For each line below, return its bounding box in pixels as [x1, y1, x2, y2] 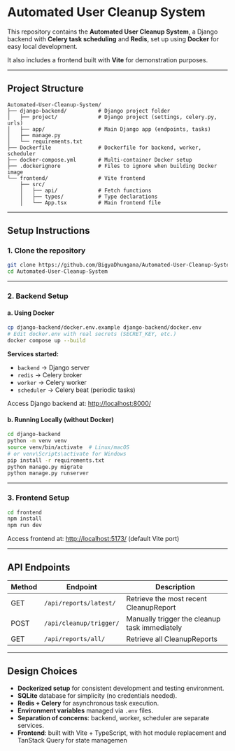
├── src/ [20, 181, 45, 188]
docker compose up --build [7, 337, 86, 344]
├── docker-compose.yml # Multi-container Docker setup [7, 156, 192, 163]
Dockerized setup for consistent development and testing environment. [17, 684, 225, 692]
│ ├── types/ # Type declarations [20, 193, 158, 200]
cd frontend [7, 509, 42, 516]
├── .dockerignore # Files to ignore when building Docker [7, 162, 218, 169]
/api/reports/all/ [44, 635, 106, 643]
